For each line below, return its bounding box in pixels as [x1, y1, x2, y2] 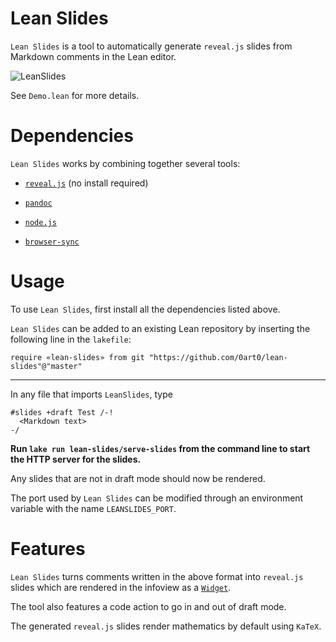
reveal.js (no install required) [24, 177, 149, 189]
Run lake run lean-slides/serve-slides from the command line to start [10, 442, 311, 454]
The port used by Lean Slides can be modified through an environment [10, 492, 304, 504]
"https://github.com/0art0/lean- [148, 352, 288, 362]
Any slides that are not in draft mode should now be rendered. [10, 472, 266, 484]
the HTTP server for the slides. [10, 453, 142, 465]
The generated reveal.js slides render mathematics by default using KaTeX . [10, 620, 322, 632]
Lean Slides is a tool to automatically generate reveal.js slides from [10, 40, 293, 52]
